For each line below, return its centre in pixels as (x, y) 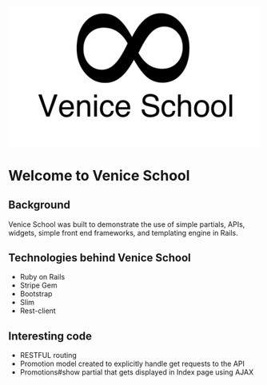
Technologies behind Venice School (100, 258)
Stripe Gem (38, 285)
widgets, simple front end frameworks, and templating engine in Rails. (123, 232)
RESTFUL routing (48, 355)
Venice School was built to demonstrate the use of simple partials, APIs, (127, 224)
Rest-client (38, 311)
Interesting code (50, 336)
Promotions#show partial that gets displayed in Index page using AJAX (137, 372)
